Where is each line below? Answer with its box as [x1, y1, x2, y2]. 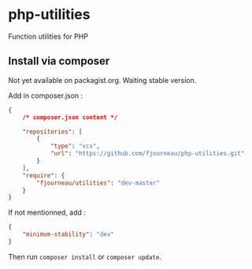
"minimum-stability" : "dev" [22, 230, 114, 238]
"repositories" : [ [22, 128, 83, 136]
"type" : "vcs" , [50, 142, 101, 151]
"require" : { [22, 171, 65, 179]
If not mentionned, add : [8, 207, 87, 218]
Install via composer [8, 54, 110, 68]
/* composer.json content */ [22, 113, 118, 121]
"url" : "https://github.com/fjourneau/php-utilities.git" [50, 150, 245, 158]
